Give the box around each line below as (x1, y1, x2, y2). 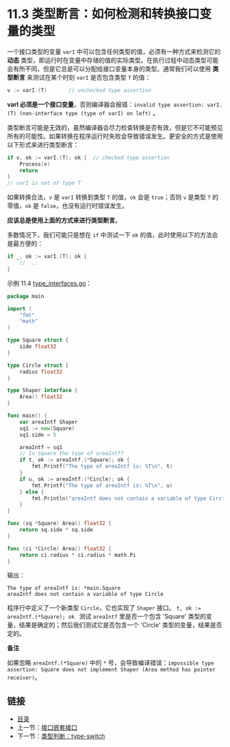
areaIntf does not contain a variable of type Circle (7, 591, 164, 598)
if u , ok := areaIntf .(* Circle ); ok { (19, 475, 130, 483)
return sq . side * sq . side (19, 527, 94, 533)
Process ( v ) (19, 161, 51, 168)
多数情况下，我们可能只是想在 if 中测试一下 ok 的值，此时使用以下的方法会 (7, 231, 218, 239)
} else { (19, 488, 44, 495)
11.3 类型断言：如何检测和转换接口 (7, 6, 200, 22)
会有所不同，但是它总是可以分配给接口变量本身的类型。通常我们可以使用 (7, 65, 211, 73)
